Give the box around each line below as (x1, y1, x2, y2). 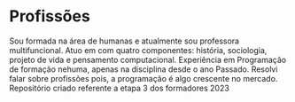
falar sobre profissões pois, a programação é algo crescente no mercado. (9, 73, 278, 83)
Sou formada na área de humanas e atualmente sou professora (9, 35, 240, 46)
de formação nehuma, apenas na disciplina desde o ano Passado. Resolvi (9, 64, 278, 75)
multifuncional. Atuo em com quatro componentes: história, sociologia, (9, 44, 268, 55)
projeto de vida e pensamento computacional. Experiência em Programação (9, 54, 286, 65)
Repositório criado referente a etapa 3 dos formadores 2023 (9, 82, 230, 93)
